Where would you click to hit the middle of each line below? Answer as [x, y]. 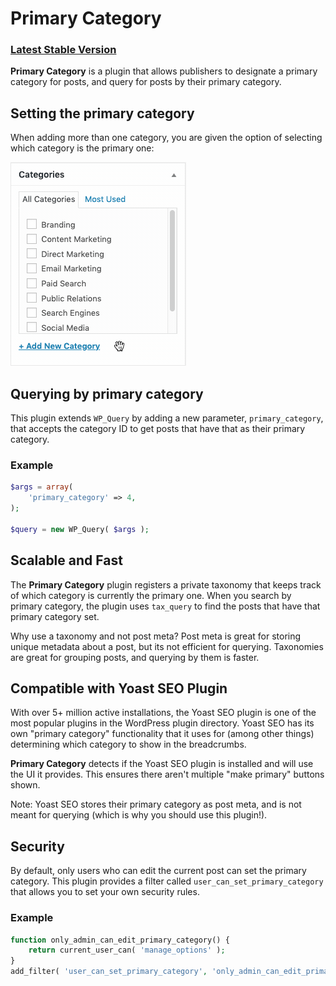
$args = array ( [42, 487]
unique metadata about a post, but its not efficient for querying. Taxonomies [167, 646]
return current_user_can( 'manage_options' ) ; [127, 950]
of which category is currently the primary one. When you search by [151, 595]
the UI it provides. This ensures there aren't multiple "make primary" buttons [167, 774]
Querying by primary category [107, 393]
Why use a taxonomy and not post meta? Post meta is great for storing [156, 636]
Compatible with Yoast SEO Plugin [119, 688]
